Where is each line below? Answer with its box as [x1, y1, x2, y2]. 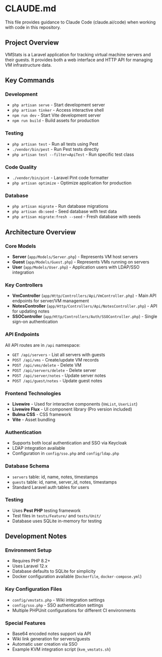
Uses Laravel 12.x [12, 563, 48, 569]
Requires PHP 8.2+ [12, 558, 50, 564]
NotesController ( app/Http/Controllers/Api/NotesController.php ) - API [12, 303, 158, 309]
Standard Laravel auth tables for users [12, 484, 89, 490]
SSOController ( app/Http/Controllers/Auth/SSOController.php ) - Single [12, 314, 158, 319]
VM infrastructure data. [5, 62, 52, 68]
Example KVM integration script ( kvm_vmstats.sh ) [12, 646, 111, 652]
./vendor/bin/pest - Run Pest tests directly [12, 146, 99, 152]
